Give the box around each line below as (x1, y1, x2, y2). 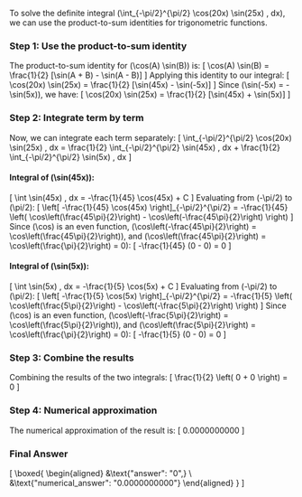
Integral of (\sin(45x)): (9, 172, 95, 183)
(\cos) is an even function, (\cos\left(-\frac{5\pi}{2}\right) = (9, 310, 229, 320)
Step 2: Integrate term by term (9, 112, 144, 125)
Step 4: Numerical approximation (9, 404, 158, 417)
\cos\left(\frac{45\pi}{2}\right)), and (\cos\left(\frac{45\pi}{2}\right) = (9, 230, 267, 241)
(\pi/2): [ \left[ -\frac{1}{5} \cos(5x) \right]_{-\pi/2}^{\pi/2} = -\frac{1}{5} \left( (9, 291, 293, 301)
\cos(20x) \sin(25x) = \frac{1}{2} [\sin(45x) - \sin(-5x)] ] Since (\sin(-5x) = (9, 80, 284, 90)
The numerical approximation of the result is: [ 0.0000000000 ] (9, 425, 245, 436)
